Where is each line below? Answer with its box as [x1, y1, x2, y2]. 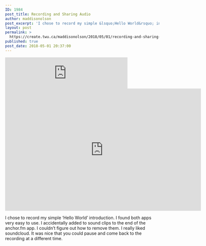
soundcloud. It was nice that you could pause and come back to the [5, 230, 142, 236]
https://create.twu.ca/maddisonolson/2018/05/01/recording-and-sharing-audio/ [9, 35, 174, 40]
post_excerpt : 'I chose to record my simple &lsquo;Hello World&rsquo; [5, 21, 154, 26]
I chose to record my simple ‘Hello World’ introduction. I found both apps [5, 215, 152, 221]
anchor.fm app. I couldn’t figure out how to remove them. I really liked [5, 225, 145, 231]
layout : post [5, 25, 32, 30]
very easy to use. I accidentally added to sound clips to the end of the [5, 220, 146, 225]
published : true [5, 39, 38, 44]
